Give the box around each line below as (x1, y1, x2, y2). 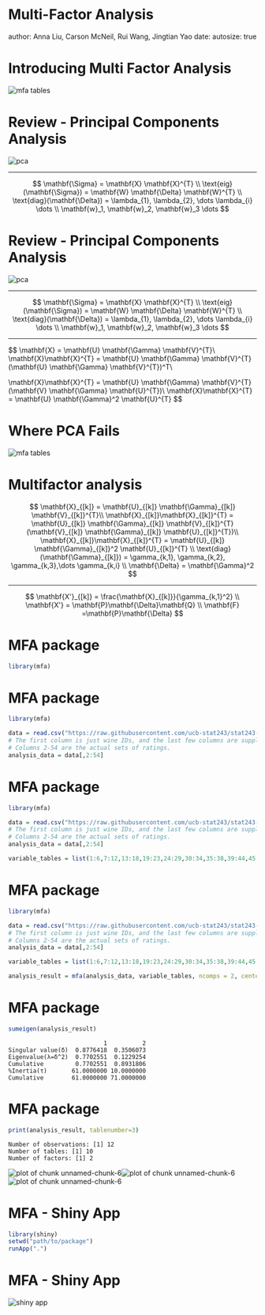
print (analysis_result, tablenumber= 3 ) (8, 1126, 140, 1134)
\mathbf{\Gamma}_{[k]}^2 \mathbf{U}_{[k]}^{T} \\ (34, 544, 195, 553)
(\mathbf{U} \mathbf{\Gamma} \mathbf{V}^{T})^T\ (8, 362, 173, 371)
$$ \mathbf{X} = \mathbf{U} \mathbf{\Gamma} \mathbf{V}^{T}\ (8, 345, 215, 355)
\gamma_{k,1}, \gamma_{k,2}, (129, 552, 226, 562)
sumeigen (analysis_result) (8, 1025, 97, 1033)
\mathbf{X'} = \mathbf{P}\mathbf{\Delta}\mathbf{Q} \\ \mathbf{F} (24, 600, 241, 609)
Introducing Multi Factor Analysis (8, 59, 232, 77)
